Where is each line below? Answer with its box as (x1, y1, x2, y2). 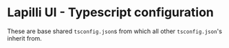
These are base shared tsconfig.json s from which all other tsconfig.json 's (7, 27, 222, 35)
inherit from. (7, 34, 43, 42)
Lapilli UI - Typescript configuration (7, 5, 215, 20)
